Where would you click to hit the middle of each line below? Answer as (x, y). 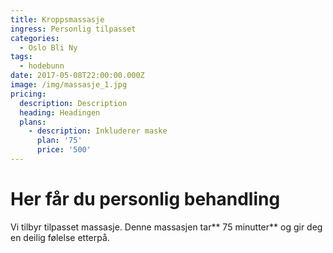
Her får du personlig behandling (145, 199)
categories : (35, 38)
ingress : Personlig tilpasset (73, 29)
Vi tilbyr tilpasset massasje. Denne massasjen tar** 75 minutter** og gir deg (166, 227)
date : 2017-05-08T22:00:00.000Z (77, 76)
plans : (33, 122)
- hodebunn (42, 66)
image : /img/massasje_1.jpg (69, 85)
